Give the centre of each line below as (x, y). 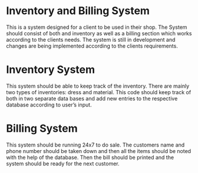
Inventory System (51, 70)
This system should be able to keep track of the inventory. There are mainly (98, 86)
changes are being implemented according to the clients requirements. (92, 46)
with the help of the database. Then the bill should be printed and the (90, 157)
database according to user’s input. (49, 105)
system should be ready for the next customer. (63, 164)
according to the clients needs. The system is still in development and (91, 39)
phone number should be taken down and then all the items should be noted (99, 151)
